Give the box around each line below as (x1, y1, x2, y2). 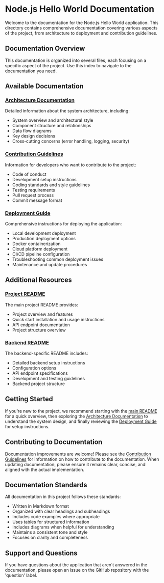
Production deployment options (12, 236, 76, 242)
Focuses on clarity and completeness (12, 534, 88, 541)
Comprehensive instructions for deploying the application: (5, 221, 122, 227)
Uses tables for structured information (12, 519, 90, 525)
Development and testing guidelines (12, 376, 85, 382)
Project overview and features (12, 311, 73, 317)
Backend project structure (12, 381, 65, 387)
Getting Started (5, 395, 53, 403)
